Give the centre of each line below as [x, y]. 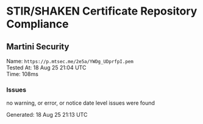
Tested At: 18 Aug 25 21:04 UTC [46, 67]
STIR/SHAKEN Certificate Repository [102, 11]
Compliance [37, 24]
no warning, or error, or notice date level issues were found [81, 103]
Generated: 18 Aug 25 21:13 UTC [47, 115]
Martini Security [38, 46]
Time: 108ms [22, 74]
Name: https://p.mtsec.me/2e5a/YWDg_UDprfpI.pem [70, 61]
